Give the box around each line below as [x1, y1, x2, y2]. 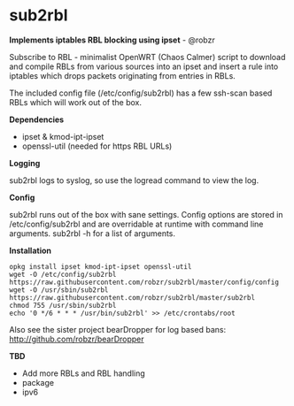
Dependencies [9, 114, 65, 125]
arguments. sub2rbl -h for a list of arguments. [9, 227, 175, 239]
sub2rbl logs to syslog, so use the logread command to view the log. [9, 174, 259, 186]
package [21, 377, 55, 387]
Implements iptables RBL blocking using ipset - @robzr [9, 34, 215, 45]
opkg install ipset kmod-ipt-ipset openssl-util [9, 262, 192, 271]
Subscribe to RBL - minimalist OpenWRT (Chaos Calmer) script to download [9, 51, 286, 62]
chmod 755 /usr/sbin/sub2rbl [9, 301, 117, 310]
